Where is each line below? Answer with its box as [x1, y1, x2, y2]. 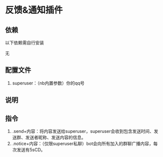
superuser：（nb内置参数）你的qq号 [12, 80, 85, 86]
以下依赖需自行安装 [5, 40, 44, 45]
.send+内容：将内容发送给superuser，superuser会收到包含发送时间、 [12, 128, 154, 134]
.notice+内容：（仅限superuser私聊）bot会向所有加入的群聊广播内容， [12, 141, 154, 147]
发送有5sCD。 [16, 147, 45, 153]
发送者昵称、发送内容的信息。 [25, 134, 86, 141]
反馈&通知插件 [5, 4, 63, 16]
